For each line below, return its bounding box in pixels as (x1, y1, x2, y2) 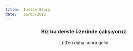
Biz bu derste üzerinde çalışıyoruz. (41, 28, 128, 35)
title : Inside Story (5, 7, 51, 12)
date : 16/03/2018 (5, 12, 46, 17)
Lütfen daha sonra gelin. (59, 39, 110, 45)
